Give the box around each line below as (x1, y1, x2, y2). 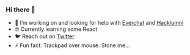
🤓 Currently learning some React (14, 25, 98, 33)
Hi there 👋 (5, 5, 36, 14)
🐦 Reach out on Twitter (14, 33, 75, 40)
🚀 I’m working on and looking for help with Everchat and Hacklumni (14, 19, 184, 27)
